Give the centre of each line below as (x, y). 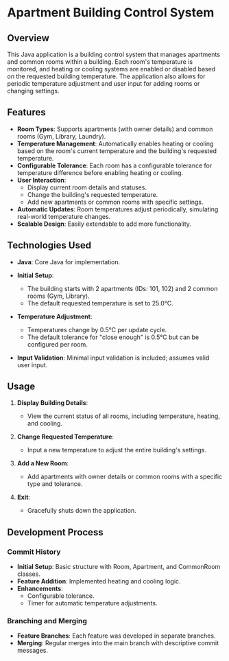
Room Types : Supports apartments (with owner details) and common (115, 129)
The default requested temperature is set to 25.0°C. (100, 303)
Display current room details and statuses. (87, 187)
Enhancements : (40, 589)
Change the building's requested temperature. (93, 194)
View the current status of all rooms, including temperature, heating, (124, 416)
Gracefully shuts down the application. (82, 511)
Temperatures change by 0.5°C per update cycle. (97, 329)
